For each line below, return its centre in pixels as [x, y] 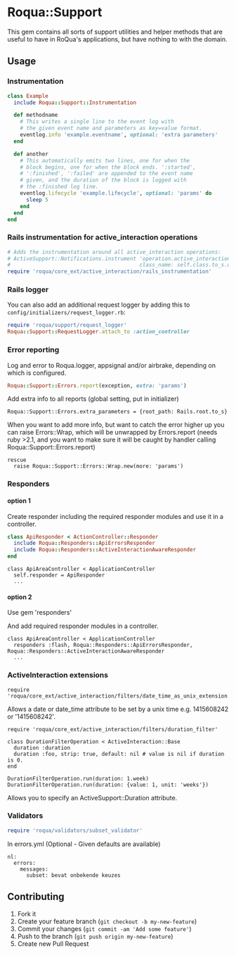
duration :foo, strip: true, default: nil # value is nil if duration [119, 754]
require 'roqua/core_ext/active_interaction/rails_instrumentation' [110, 271]
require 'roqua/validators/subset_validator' [75, 831]
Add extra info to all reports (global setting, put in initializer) [93, 399]
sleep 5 [37, 200]
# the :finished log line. [59, 187]
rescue [17, 460]
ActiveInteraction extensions [58, 675]
